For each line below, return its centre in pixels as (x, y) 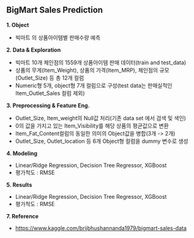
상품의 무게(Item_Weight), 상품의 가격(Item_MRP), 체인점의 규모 (92, 70)
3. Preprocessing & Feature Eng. (48, 105)
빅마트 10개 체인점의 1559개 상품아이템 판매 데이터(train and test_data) (101, 62)
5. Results (19, 185)
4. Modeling (22, 153)
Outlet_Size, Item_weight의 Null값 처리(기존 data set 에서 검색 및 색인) (101, 118)
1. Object (18, 25)
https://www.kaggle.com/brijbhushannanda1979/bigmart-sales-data (101, 228)
